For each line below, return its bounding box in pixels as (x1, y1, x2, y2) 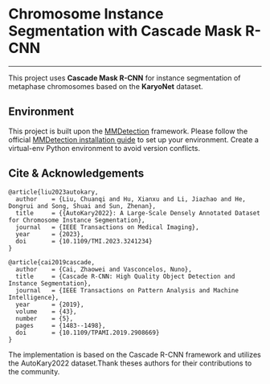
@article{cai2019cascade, (8, 258, 95, 266)
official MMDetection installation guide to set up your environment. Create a (8, 134, 260, 145)
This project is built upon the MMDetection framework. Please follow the (8, 126, 248, 136)
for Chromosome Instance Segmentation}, (8, 216, 146, 224)
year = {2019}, (15, 300, 84, 308)
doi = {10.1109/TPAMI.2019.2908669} (15, 329, 160, 337)
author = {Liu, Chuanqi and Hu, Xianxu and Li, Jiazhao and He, (15, 194, 247, 203)
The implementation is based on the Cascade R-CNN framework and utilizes (8, 349, 261, 359)
